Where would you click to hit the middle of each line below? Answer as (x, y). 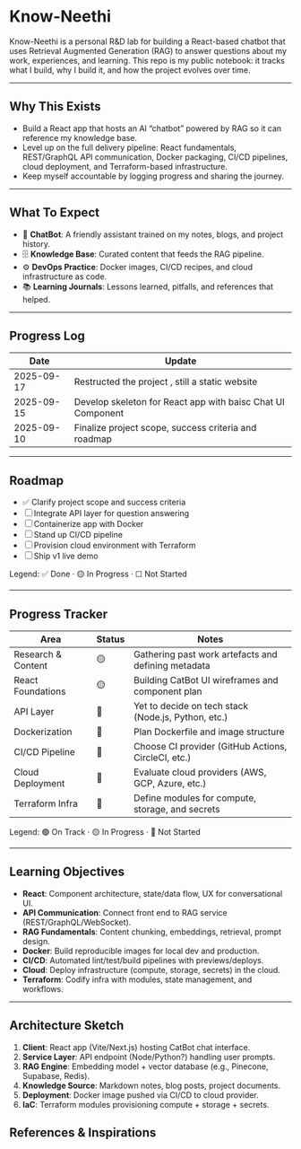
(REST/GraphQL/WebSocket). (77, 922)
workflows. (43, 988)
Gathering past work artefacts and (205, 654)
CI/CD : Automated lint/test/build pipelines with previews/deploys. (143, 960)
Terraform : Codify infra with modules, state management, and (137, 979)
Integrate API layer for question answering (112, 513)
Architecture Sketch (67, 1026)
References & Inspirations (83, 1133)
